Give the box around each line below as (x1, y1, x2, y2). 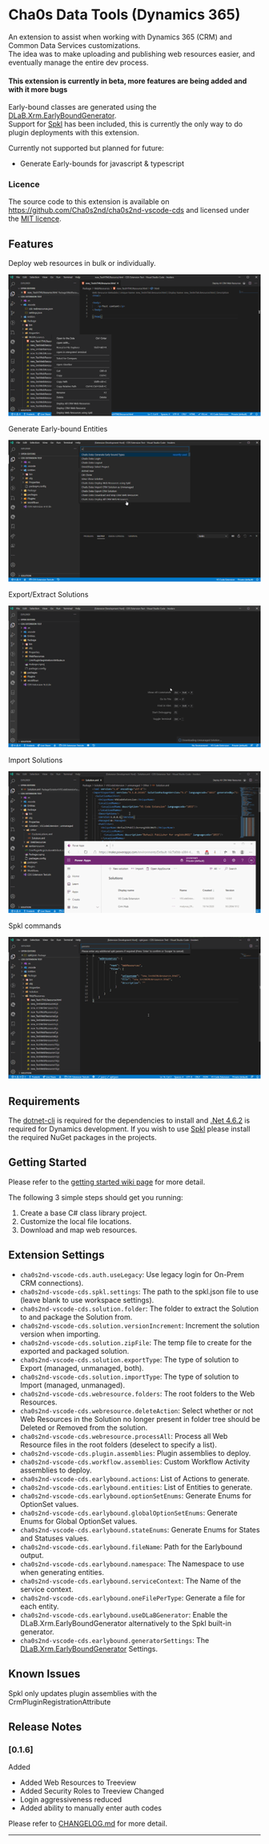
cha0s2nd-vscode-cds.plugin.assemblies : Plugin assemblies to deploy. (19, 1448, 251, 1458)
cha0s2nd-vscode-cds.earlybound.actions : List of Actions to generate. (19, 1473, 250, 1483)
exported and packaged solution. (19, 1346, 130, 1356)
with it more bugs (8, 84, 68, 94)
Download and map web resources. (19, 1225, 138, 1235)
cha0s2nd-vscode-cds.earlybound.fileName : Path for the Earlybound (19, 1541, 243, 1551)
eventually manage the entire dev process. (8, 58, 149, 67)
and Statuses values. (19, 1533, 90, 1543)
